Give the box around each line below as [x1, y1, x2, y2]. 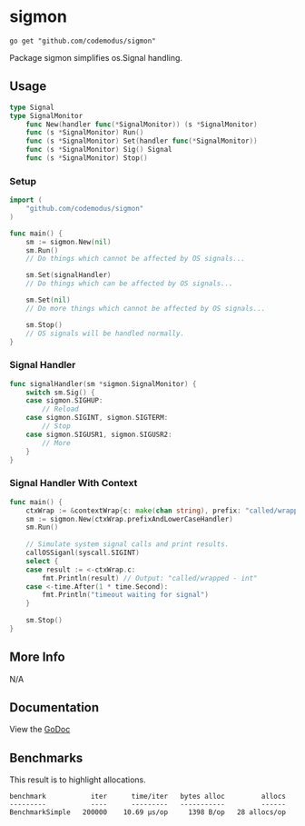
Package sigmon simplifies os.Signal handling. [9, 52, 183, 63]
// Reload [42, 404, 79, 414]
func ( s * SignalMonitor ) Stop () [25, 154, 148, 163]
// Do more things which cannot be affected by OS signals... [25, 304, 266, 313]
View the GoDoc [9, 724, 71, 735]
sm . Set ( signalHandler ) [25, 271, 112, 280]
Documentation [9, 700, 100, 715]
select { [25, 556, 59, 565]
